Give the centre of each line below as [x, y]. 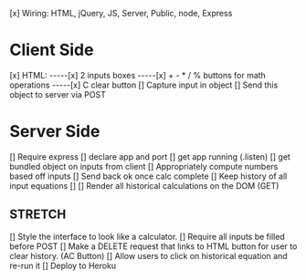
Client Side [52, 50]
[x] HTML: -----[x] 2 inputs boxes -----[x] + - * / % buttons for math [138, 75]
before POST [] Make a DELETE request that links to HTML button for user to [153, 246]
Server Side [55, 132]
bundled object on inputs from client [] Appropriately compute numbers [144, 166]
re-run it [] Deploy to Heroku [63, 265]
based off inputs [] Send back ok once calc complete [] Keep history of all [148, 176]
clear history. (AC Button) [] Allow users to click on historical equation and [148, 255]
